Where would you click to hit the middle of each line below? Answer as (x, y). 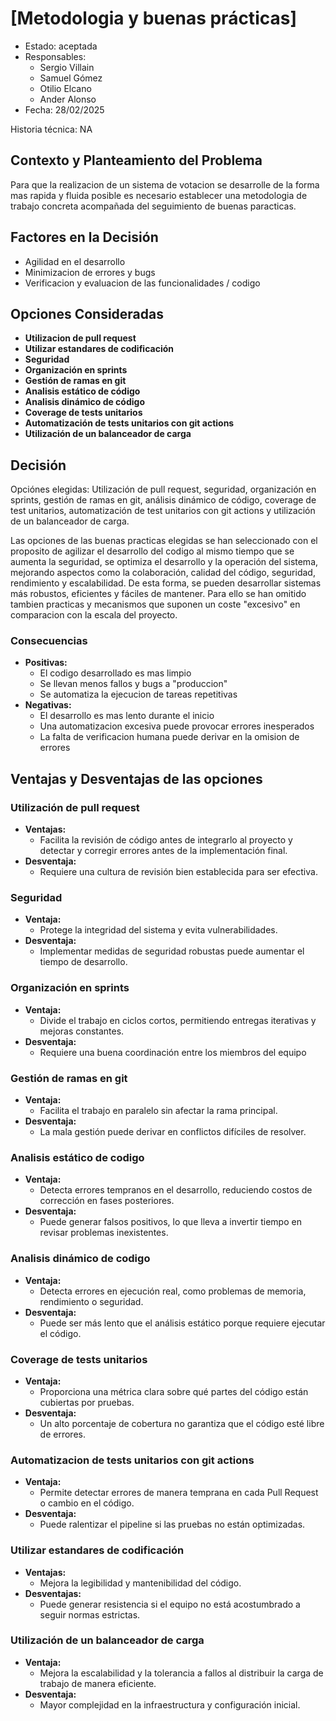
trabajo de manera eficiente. (98, 1683)
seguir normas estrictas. (90, 1614)
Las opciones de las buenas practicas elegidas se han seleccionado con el (164, 541)
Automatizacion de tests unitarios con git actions (132, 1460)
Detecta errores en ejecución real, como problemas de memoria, (173, 1291)
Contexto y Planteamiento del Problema (136, 160)
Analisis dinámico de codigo (80, 1259)
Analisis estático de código (82, 391)
